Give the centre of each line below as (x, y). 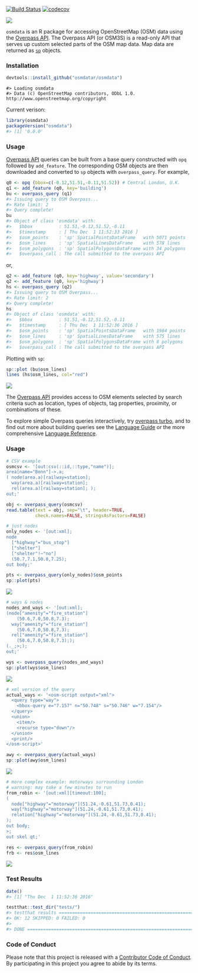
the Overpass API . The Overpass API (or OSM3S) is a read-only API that (93, 38)
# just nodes (22, 526)
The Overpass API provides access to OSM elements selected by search (94, 397)
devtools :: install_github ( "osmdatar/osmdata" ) (64, 78)
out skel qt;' (24, 837)
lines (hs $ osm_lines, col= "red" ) (47, 375)
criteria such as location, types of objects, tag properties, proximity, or (91, 403)
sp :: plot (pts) (24, 580)
